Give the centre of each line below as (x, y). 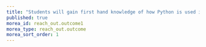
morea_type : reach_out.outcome (46, 29)
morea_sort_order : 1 (33, 35)
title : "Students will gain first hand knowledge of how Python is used (101, 12)
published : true (27, 18)
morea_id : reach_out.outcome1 (45, 23)
